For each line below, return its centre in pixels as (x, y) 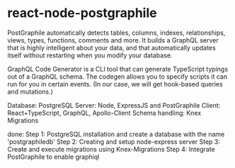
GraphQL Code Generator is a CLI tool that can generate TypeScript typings (118, 69)
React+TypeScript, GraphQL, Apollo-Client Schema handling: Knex (104, 113)
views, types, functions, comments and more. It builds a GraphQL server (113, 40)
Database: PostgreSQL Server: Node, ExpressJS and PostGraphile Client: (114, 105)
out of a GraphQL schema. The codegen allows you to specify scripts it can (117, 77)
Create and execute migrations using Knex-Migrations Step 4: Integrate (111, 149)
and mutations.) (30, 91)
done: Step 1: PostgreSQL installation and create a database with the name (116, 134)
